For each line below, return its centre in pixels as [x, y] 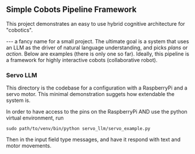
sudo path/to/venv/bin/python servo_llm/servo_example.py [78, 129]
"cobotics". [20, 30]
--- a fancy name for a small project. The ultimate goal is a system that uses [97, 41]
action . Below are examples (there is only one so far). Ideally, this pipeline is [97, 54]
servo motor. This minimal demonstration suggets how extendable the [90, 94]
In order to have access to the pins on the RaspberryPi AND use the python [97, 112]
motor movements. [29, 146]
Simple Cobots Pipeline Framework [71, 10]
